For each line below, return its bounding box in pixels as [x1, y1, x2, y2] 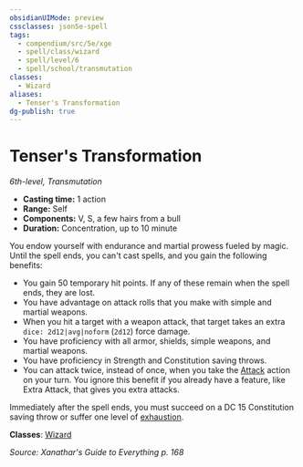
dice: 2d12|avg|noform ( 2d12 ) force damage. [22, 326, 191, 337]
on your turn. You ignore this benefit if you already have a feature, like [22, 375, 286, 386]
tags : [9, 30, 30, 39]
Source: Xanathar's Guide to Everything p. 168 [9, 447, 184, 458]
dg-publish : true [9, 107, 76, 116]
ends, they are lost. [22, 287, 96, 298]
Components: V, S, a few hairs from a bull [22, 213, 181, 224]
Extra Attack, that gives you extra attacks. [22, 384, 180, 395]
